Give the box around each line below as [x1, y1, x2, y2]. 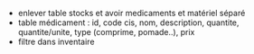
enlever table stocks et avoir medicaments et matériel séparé [17, 8, 246, 18]
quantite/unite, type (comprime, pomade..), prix [17, 27, 195, 37]
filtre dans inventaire [17, 36, 95, 47]
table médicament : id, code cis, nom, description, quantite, [17, 17, 240, 28]
